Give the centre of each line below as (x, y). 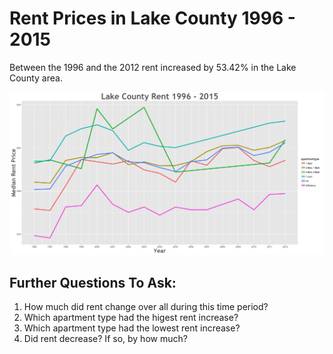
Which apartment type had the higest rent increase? (131, 318)
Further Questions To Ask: (93, 282)
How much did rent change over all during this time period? (146, 307)
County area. (36, 78)
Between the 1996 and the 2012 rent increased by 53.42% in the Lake (153, 67)
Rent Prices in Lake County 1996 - (152, 18)
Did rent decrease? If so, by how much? (105, 339)
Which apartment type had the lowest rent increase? (132, 328)
